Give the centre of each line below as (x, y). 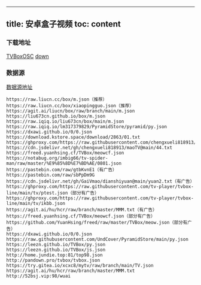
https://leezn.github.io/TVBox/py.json (56, 244)
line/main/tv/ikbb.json (36, 203)
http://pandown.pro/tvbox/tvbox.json (53, 260)
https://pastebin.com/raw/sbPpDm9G (51, 175)
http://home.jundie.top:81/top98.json (54, 255)
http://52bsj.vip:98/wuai (38, 276)
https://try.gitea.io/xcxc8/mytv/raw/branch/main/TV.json (80, 265)
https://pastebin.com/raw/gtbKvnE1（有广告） (62, 169)
